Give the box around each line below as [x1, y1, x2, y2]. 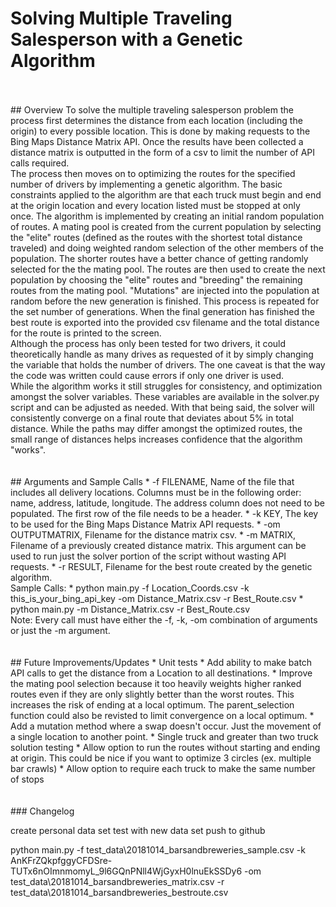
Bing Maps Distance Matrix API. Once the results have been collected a [10, 135, 304, 147]
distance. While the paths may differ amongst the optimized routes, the [10, 422, 303, 434]
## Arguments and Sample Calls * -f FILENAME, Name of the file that [10, 475, 295, 487]
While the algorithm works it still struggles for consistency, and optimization [10, 380, 323, 392]
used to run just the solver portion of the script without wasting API [10, 550, 287, 562]
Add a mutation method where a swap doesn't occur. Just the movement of [10, 720, 322, 732]
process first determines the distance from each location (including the [10, 114, 303, 126]
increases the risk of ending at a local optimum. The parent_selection [10, 698, 295, 711]
